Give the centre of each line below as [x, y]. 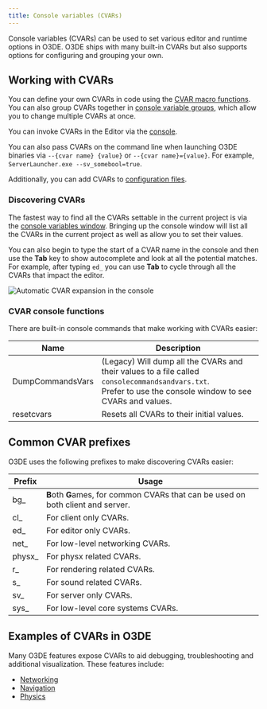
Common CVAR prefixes [70, 442]
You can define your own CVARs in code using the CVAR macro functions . [130, 99]
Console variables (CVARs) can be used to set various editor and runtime [128, 38]
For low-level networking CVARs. [108, 543]
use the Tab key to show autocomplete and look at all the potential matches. [133, 258]
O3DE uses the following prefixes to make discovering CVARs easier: [121, 462]
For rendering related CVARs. [101, 569]
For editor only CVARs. [89, 530]
